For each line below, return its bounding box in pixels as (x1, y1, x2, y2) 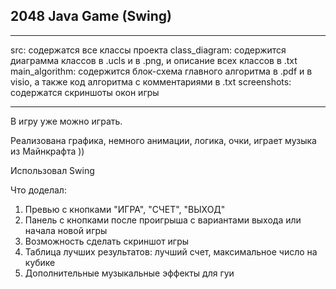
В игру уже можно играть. (10, 115, 123, 127)
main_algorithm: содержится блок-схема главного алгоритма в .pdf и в (10, 65, 313, 77)
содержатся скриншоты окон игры (10, 86, 160, 98)
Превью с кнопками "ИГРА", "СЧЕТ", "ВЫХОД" (24, 203, 226, 215)
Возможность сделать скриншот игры (24, 235, 190, 247)
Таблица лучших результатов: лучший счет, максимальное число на (24, 245, 318, 258)
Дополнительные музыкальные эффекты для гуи (24, 267, 235, 279)
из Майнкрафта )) (10, 145, 85, 157)
